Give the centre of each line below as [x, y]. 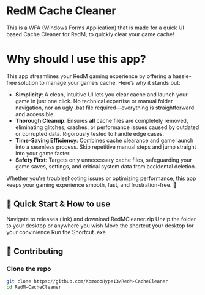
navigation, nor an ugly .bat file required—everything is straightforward [105, 108]
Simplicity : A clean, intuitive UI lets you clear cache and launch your [101, 94]
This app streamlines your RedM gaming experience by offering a [89, 76]
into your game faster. [43, 153]
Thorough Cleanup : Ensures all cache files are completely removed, [102, 120]
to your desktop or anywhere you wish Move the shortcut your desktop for [100, 226]
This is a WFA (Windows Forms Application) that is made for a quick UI [95, 28]
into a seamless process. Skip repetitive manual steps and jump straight [106, 147]
